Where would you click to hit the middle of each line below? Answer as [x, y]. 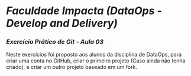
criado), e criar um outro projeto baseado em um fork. [72, 67]
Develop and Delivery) [62, 23]
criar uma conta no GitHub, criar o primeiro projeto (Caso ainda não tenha [96, 61]
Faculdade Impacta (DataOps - [84, 11]
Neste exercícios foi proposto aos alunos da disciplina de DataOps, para [94, 55]
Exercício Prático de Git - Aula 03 [55, 42]
